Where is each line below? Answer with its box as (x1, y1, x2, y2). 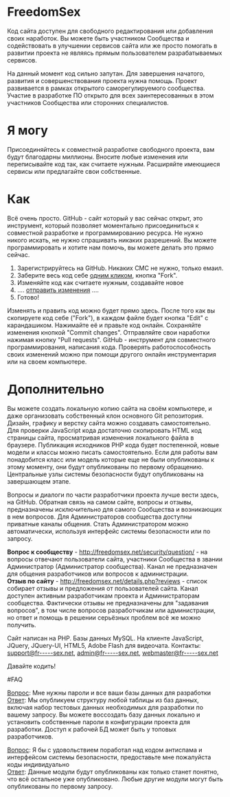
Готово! (16, 293, 40, 301)
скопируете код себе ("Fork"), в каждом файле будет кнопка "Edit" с (7, 313, 209, 322)
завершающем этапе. (7, 477, 71, 485)
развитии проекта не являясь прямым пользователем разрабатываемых (7, 49, 222, 57)
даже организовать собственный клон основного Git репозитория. (7, 412, 204, 420)
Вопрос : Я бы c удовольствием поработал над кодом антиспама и (7, 745, 203, 754)
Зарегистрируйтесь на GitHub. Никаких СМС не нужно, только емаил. (16, 264, 224, 272)
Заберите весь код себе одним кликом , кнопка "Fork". (16, 271, 178, 279)
